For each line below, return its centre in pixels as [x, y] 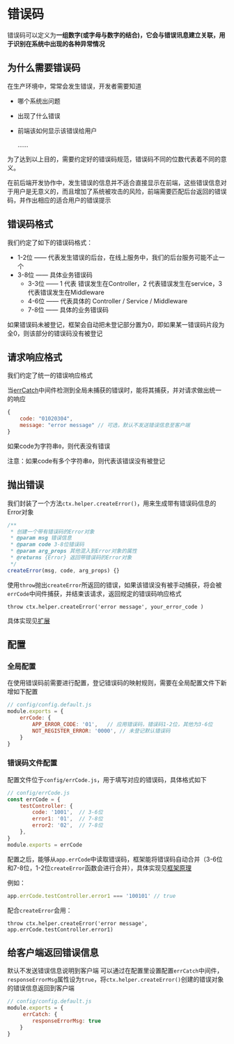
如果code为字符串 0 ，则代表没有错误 [59, 446]
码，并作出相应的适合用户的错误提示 [59, 200]
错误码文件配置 [32, 763]
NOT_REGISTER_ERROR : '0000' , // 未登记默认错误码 [101, 731]
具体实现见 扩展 [29, 621]
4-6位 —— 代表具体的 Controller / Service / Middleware [108, 300]
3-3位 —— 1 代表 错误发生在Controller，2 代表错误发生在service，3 [125, 283]
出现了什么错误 [39, 115]
